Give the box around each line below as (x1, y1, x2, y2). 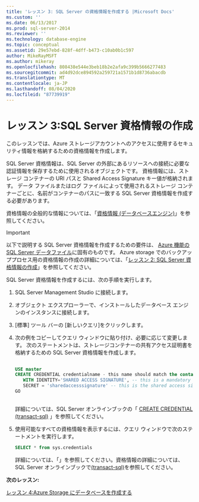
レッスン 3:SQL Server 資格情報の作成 (6, 119, 193, 132)
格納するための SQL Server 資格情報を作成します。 (14, 349, 140, 356)
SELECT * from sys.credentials (14, 444, 93, 450)
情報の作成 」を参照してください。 (11, 263, 95, 270)
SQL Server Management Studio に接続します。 (14, 289, 132, 296)
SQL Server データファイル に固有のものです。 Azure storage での (6, 248, 166, 255)
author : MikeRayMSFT (6, 53, 58, 59)
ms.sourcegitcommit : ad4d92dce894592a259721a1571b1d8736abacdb (6, 70, 166, 75)
